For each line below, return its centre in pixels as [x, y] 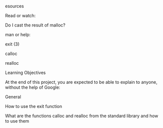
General [13, 97]
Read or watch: [20, 15]
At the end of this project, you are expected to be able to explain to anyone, [81, 82]
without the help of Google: [33, 87]
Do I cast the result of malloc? [35, 25]
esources [14, 6]
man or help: [18, 35]
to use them [17, 121]
